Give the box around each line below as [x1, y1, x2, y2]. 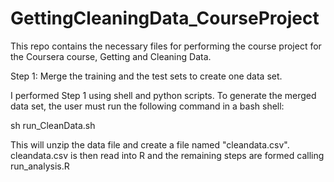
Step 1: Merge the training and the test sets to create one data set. [10, 70, 283, 82]
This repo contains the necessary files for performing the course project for [10, 40, 322, 52]
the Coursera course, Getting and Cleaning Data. [10, 50, 212, 62]
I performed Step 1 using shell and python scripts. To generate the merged [10, 89, 317, 101]
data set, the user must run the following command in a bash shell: [10, 100, 285, 112]
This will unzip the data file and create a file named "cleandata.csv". [10, 138, 290, 151]
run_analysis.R [10, 160, 70, 172]
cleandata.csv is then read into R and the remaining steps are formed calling [10, 149, 325, 161]
